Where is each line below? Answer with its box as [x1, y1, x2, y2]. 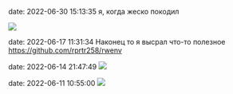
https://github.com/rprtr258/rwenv [8, 45, 122, 55]
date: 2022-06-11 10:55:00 [8, 79, 96, 88]
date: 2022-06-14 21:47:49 [8, 62, 97, 71]
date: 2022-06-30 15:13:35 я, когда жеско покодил [8, 7, 180, 16]
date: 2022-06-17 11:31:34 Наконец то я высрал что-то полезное [8, 37, 226, 46]
